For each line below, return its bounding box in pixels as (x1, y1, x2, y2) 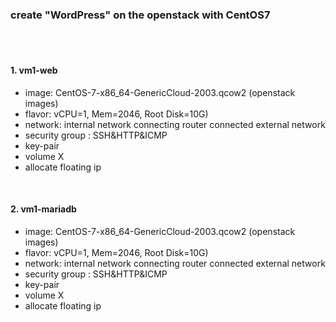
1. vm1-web (10, 64, 58, 76)
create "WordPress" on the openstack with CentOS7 (10, 8, 271, 22)
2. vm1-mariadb (10, 203, 77, 215)
